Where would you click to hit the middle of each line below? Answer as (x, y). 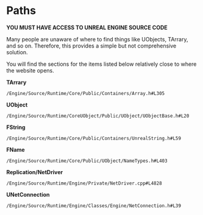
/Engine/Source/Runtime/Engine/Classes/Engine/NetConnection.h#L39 (94, 206)
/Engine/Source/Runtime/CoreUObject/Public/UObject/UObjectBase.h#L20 (98, 116)
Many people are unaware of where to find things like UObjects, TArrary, (97, 39)
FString (16, 127)
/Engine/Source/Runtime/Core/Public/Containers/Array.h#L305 (86, 93)
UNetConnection (28, 194)
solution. (17, 52)
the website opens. (30, 70)
